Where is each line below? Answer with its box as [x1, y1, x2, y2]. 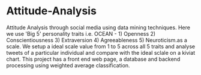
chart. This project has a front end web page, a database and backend [6, 55, 181, 62]
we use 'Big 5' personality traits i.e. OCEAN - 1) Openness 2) [6, 30, 156, 37]
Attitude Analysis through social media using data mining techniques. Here [6, 24, 191, 31]
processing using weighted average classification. [6, 61, 130, 69]
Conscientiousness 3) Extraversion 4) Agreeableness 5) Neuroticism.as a [6, 36, 188, 43]
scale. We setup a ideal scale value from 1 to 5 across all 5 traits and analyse [6, 43, 196, 50]
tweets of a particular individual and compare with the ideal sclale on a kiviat [6, 49, 196, 56]
